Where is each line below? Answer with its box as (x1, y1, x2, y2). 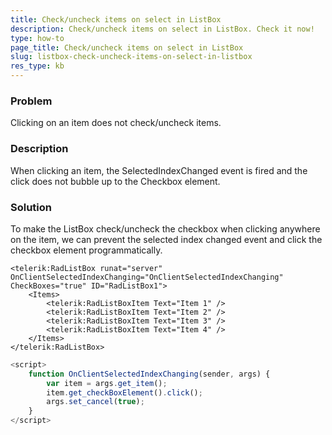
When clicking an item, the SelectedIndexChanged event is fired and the (10, 164, 308, 176)
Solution (10, 200, 53, 214)
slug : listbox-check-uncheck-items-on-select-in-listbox (10, 52, 253, 62)
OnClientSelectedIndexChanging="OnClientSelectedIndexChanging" (10, 272, 284, 282)
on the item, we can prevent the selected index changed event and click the (10, 233, 323, 245)
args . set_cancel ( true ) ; (46, 397, 145, 407)
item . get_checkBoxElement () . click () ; (46, 387, 203, 398)
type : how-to (10, 33, 65, 43)
